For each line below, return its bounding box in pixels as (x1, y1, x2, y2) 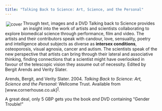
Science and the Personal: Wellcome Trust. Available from (5, 81, 121, 87)
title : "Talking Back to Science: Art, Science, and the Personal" (5, 7, 144, 12)
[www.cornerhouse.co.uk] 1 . (5, 86, 60, 93)
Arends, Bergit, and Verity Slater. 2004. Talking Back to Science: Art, (5, 76, 142, 82)
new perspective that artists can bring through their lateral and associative (5, 51, 153, 57)
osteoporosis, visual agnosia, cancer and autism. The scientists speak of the (5, 46, 158, 52)
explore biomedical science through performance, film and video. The (5, 30, 144, 36)
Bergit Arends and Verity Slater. (5, 66, 68, 72)
